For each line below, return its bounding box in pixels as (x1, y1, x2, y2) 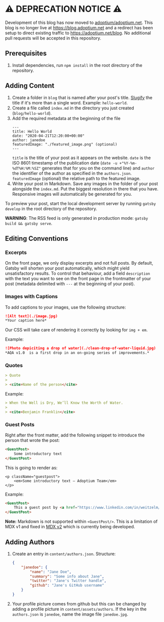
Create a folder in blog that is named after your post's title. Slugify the (12, 94, 153, 101)
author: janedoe (12, 138, 45, 143)
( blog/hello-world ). (12, 110, 52, 116)
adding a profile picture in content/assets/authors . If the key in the (12, 606, 147, 612)
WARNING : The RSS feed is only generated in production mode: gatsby (5, 215, 148, 221)
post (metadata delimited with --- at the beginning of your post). (5, 281, 135, 287)
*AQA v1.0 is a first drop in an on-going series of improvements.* (5, 351, 150, 355)
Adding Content (5, 82, 55, 90)
